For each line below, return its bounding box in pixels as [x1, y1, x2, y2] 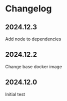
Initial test [5, 91, 25, 97]
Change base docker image [5, 63, 62, 70]
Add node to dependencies [5, 36, 61, 42]
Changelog [5, 3, 52, 14]
